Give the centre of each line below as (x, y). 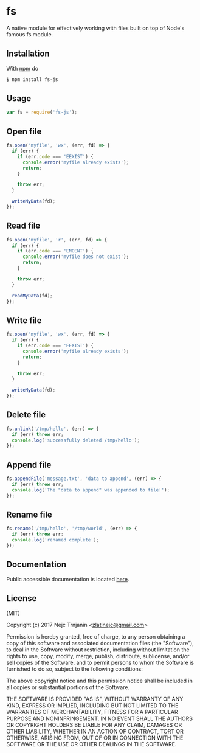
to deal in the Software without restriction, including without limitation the (98, 650)
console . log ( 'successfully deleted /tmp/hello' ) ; (76, 440)
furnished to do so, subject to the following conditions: (74, 669)
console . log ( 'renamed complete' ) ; (55, 540)
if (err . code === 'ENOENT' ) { (56, 251)
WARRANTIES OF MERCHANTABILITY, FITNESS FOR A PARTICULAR (92, 712)
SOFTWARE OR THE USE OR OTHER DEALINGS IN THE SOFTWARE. (91, 744)
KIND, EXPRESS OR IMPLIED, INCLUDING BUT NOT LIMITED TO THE (92, 705)
